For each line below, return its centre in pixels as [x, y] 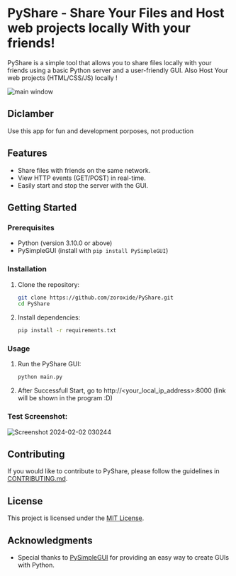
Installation [27, 269]
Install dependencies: [49, 317]
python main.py [40, 377]
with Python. [36, 565]
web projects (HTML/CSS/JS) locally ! [63, 78]
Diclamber [31, 114]
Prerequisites [31, 227]
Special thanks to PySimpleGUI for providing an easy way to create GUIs [123, 558]
